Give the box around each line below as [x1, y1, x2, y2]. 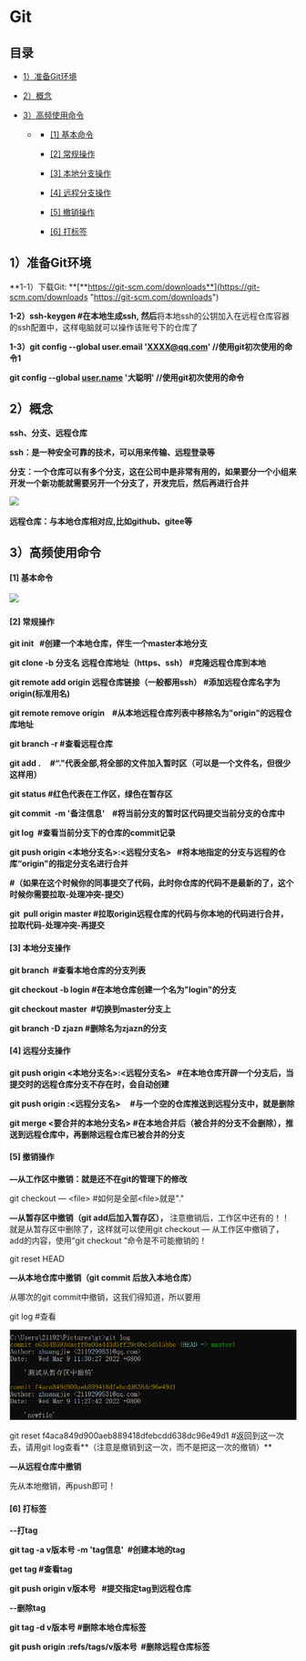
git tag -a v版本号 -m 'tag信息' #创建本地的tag [9, 1544, 186, 1555]
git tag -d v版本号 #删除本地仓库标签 [9, 1622, 148, 1633]
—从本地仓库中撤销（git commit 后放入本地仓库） [9, 1272, 197, 1283]
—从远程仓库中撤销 [9, 1461, 82, 1472]
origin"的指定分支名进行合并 [21, 858, 129, 869]
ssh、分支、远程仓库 [9, 427, 88, 438]
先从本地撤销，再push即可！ [9, 1480, 117, 1491]
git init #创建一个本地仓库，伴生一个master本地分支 [9, 638, 208, 649]
